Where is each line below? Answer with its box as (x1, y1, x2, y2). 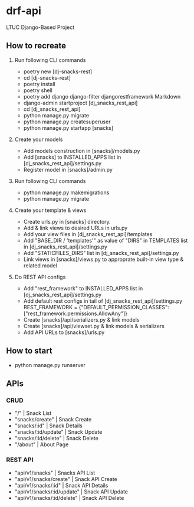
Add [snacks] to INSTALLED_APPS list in (23, 153, 121, 161)
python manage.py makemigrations (23, 189, 110, 196)
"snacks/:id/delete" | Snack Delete (14, 435, 98, 442)
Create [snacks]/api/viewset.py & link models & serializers (23, 322, 165, 329)
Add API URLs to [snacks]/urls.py (23, 329, 105, 336)
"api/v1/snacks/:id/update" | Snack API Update (14, 488, 129, 495)
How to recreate (6, 41, 67, 51)
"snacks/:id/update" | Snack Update (14, 429, 103, 436)
